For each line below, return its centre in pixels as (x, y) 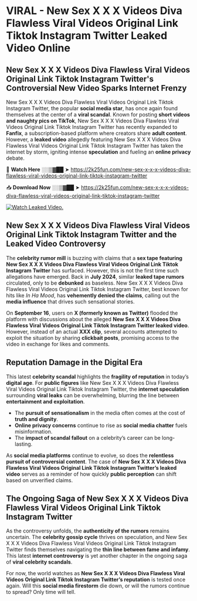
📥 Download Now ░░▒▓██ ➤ (43, 187)
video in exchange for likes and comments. (58, 344)
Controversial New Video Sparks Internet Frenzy (96, 88)
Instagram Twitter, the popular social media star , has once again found (92, 108)
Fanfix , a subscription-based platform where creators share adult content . (97, 133)
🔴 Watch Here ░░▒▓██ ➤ (38, 169)
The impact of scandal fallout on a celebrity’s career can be (88, 438)
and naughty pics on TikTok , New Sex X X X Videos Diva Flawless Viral (93, 121)
